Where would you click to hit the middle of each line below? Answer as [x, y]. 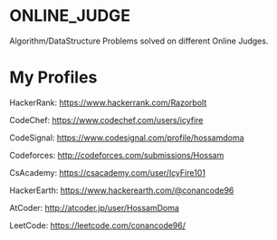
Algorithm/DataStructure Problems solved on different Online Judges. [139, 41]
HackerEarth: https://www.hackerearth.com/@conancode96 [122, 190]
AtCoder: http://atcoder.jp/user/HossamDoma [94, 207]
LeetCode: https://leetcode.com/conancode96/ [98, 225]
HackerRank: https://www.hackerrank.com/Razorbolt [108, 102]
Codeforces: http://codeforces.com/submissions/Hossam [117, 155]
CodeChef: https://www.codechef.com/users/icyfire [106, 120]
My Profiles [53, 77]
